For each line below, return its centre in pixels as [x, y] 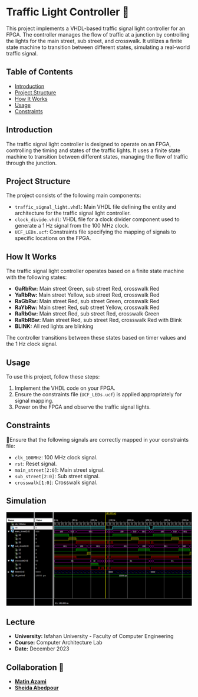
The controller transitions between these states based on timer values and [96, 338]
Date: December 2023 [42, 649]
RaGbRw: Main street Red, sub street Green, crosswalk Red [87, 301]
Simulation [26, 501]
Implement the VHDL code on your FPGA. [65, 388]
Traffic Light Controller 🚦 [68, 12]
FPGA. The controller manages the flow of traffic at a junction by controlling [98, 34]
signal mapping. [34, 401]
